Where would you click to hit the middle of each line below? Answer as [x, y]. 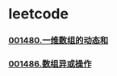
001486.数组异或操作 [50, 64]
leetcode [38, 14]
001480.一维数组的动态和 [58, 41]
